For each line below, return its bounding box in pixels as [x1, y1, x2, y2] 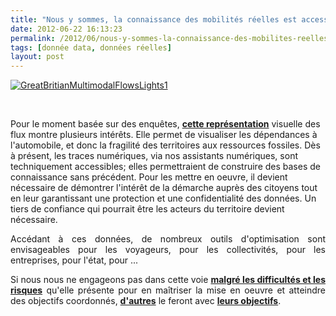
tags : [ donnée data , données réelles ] [10, 42, 172, 53]
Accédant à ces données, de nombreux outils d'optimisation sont [10, 233, 326, 245]
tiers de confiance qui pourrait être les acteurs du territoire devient [10, 203, 285, 215]
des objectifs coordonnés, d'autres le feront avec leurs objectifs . [10, 295, 282, 307]
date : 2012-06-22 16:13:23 [10, 24, 123, 34]
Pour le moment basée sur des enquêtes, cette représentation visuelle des [10, 118, 321, 130]
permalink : [10, 33, 56, 43]
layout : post [10, 52, 65, 62]
